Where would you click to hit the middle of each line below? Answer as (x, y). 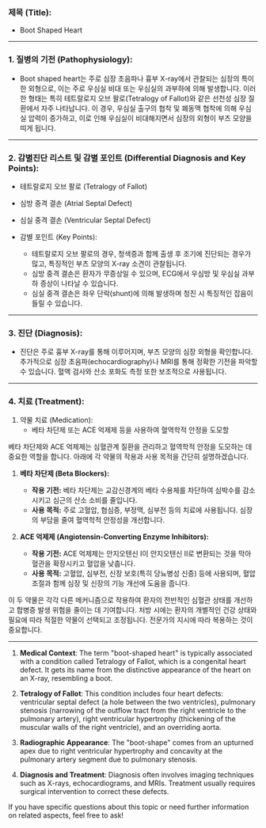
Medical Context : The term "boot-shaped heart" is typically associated (136, 653)
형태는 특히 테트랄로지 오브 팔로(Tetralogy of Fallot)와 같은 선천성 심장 (137, 98)
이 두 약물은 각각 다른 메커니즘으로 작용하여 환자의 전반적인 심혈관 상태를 (120, 600)
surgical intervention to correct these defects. (94, 792)
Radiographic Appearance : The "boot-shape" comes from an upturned (137, 743)
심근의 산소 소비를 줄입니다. (95, 500)
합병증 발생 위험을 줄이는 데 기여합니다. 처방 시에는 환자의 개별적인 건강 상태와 (137, 610)
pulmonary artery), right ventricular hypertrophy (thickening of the (127, 719)
